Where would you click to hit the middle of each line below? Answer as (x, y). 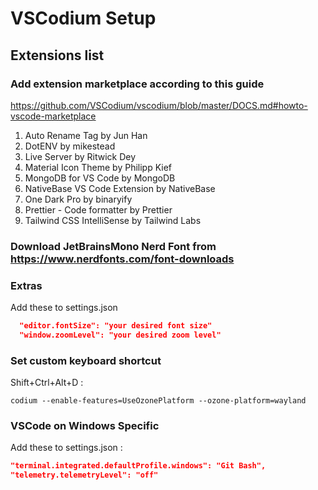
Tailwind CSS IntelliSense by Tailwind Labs (113, 220)
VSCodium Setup (83, 18)
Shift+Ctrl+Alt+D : (47, 383)
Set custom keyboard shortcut (86, 360)
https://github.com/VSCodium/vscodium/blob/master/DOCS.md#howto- (159, 105)
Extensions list (57, 55)
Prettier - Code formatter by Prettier (98, 209)
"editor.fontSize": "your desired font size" (116, 326)
